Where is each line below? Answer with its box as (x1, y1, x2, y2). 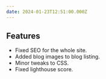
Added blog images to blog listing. (14, 53, 101, 60)
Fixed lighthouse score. (14, 66, 73, 73)
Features (6, 31, 40, 41)
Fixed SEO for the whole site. (14, 47, 87, 54)
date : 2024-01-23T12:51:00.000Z (6, 8, 87, 15)
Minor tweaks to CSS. (14, 59, 69, 66)
